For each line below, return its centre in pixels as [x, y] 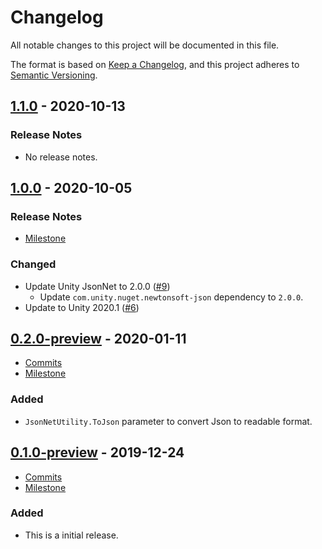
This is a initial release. [71, 535]
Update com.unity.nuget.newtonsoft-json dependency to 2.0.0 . [171, 297]
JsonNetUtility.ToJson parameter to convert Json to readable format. [168, 421]
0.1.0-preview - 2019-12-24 [97, 452]
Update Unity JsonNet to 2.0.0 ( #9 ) [97, 286]
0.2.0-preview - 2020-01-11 [98, 339]
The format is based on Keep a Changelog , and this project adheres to [155, 64]
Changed [33, 264]
